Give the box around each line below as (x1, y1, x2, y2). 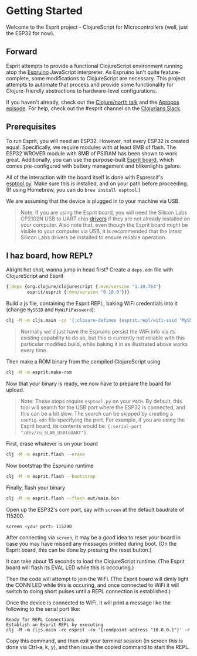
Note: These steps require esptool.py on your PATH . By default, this (20, 397, 182, 405)
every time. (20, 347, 48, 354)
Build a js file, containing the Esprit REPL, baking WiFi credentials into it (6, 300, 178, 307)
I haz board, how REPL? (6, 250, 93, 260)
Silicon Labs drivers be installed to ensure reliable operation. (20, 233, 167, 241)
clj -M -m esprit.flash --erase (6, 451, 85, 457)
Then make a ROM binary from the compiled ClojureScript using (6, 358, 161, 365)
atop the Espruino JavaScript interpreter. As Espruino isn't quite (6, 69, 160, 76)
